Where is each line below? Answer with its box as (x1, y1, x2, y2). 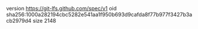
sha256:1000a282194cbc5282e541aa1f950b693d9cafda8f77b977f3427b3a (6, 11, 193, 18)
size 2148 (32, 17, 56, 24)
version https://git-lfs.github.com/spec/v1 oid (6, 5, 117, 12)
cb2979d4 (6, 17, 32, 24)
